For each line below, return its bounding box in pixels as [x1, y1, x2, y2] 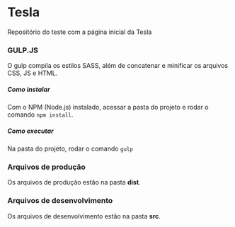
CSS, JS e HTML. [7, 69, 58, 78]
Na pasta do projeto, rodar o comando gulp [7, 144, 133, 153]
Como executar [7, 127, 55, 135]
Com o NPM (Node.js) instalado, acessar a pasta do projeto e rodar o [7, 103, 209, 112]
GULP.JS [7, 45, 39, 55]
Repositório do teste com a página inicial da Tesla [7, 28, 152, 36]
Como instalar [7, 85, 51, 93]
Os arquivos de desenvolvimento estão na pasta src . [7, 211, 161, 220]
